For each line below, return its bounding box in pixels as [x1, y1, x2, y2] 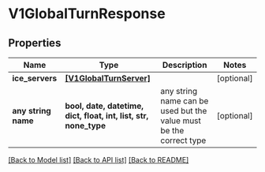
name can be [160, 95, 209, 107]
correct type [160, 135, 207, 146]
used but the [160, 106, 207, 116]
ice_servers [12, 73, 58, 84]
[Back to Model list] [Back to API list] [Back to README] [8, 155, 189, 164]
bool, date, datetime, [65, 100, 144, 111]
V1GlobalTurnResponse [8, 5, 166, 23]
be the [160, 125, 185, 136]
